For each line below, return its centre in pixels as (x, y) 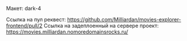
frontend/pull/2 (24, 26)
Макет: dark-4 (24, 8)
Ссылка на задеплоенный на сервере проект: (101, 26)
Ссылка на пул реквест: (36, 19)
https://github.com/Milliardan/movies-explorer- (124, 19)
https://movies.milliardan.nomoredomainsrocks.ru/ (67, 32)
